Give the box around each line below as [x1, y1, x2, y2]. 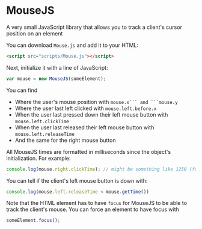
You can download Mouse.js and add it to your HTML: [6, 41, 138, 49]
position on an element [6, 29, 63, 37]
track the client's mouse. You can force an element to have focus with [6, 206, 179, 213]
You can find [6, 87, 38, 94]
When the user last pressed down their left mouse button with [14, 111, 168, 118]
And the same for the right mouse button [14, 136, 116, 144]
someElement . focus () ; [6, 218, 61, 224]
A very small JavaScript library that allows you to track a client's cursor [6, 23, 182, 31]
